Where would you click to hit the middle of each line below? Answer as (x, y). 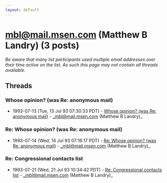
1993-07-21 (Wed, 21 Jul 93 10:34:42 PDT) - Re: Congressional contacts (87, 169)
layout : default (22, 10)
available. (16, 70)
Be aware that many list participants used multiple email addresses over (80, 59)
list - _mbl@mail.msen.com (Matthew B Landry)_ (63, 175)
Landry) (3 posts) (42, 45)
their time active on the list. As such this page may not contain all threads (82, 65)
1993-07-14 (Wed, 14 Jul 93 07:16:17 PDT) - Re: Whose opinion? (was (84, 140)
